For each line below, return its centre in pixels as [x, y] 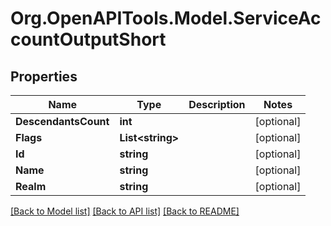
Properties [44, 76]
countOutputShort [88, 39]
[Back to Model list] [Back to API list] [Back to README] [125, 211]
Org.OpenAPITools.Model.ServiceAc [166, 18]
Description [217, 104]
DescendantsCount [62, 121]
